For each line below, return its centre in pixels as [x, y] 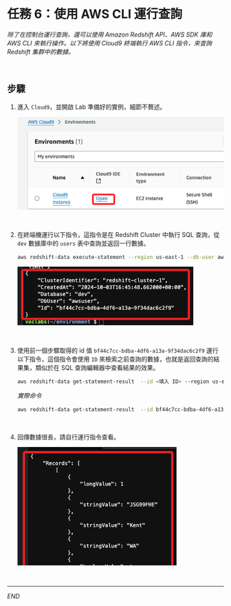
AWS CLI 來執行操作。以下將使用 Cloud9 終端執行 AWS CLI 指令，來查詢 [110, 43]
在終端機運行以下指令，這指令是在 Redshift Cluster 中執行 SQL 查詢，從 [118, 234]
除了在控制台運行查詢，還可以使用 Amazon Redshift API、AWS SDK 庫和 [110, 34]
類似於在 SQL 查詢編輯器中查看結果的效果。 [97, 367]
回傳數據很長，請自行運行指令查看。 [68, 437]
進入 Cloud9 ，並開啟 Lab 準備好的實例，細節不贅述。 [91, 107]
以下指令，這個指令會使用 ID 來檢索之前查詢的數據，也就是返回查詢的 [115, 359]
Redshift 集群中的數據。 [41, 52]
